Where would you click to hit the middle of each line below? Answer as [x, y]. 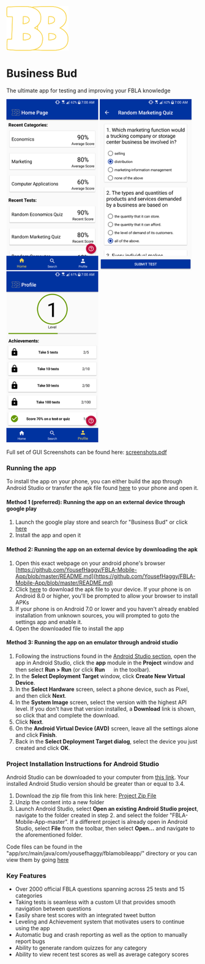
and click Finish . [36, 735]
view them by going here [38, 860]
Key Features [27, 876]
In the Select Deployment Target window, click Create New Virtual [100, 676]
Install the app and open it [48, 535]
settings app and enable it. [49, 622]
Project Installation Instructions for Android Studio [83, 764]
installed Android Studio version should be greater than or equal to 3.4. [96, 784]
